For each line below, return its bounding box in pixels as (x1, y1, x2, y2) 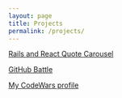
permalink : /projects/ (8, 27, 85, 35)
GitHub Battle (8, 65, 53, 75)
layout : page (8, 11, 53, 20)
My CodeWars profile (8, 80, 79, 90)
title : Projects (8, 19, 63, 28)
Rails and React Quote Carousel (8, 49, 114, 59)
